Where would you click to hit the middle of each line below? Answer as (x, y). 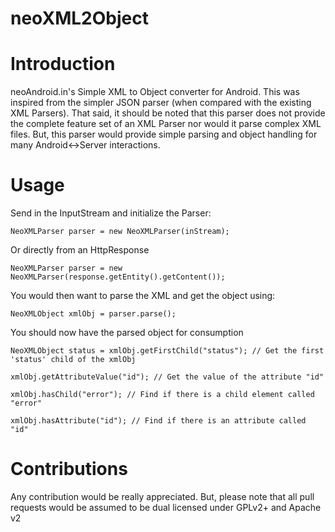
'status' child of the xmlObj (73, 360)
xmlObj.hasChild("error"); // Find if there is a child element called (162, 395)
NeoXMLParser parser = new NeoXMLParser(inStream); (120, 232)
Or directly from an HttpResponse (80, 250)
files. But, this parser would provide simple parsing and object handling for (164, 134)
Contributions (69, 469)
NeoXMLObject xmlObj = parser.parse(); (93, 314)
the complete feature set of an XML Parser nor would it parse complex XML (166, 124)
